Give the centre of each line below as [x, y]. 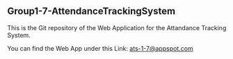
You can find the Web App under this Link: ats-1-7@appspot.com [100, 48]
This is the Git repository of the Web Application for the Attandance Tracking [117, 27]
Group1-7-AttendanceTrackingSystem [91, 11]
